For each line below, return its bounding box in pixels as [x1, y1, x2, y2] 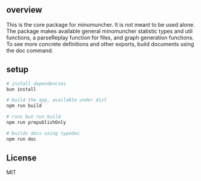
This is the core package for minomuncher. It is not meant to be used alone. [6, 21, 195, 28]
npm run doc [6, 136, 36, 142]
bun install [6, 86, 36, 92]
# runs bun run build [6, 114, 61, 120]
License [6, 153, 37, 163]
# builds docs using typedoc [6, 130, 80, 136]
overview [6, 5, 42, 15]
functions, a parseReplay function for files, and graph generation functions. [6, 33, 194, 41]
